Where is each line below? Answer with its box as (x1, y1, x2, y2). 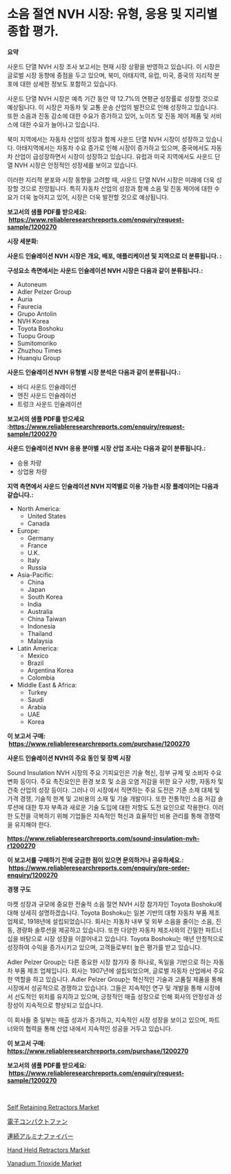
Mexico (27, 651, 49, 660)
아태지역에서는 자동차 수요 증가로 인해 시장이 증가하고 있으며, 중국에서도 (16, 143, 210, 152)
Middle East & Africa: (17, 680, 77, 689)
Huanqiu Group (17, 353, 61, 362)
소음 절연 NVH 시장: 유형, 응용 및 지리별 (7, 6, 219, 22)
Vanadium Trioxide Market (7, 1159, 82, 1167)
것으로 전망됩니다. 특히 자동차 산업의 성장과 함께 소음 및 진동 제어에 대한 (19, 184, 213, 192)
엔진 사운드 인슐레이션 (17, 391, 77, 400)
